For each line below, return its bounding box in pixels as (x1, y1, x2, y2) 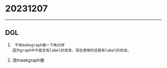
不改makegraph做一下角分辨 (14, 42, 65, 47)
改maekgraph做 (12, 57, 45, 63)
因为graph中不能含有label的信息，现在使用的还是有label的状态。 (12, 48, 131, 53)
